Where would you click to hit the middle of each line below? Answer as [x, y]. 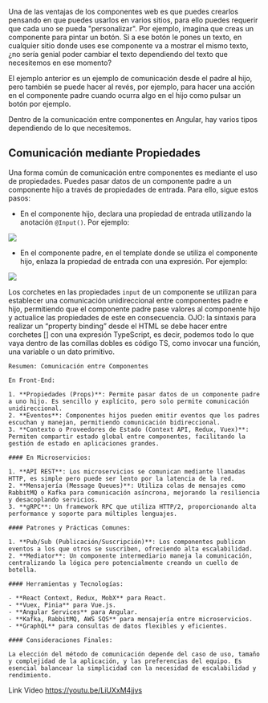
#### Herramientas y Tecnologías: [66, 584]
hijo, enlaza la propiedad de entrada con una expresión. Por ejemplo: [134, 261]
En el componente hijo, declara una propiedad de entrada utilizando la [136, 213]
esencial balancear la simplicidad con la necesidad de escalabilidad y [132, 668]
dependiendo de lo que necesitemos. [70, 128]
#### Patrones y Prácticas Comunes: [69, 528]
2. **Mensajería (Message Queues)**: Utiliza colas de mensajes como [127, 486]
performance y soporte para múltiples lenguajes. [93, 514]
